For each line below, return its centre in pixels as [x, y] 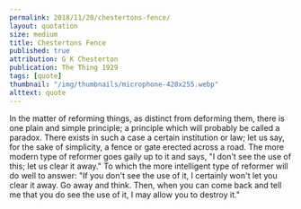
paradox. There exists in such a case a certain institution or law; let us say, [147, 137]
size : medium [34, 34]
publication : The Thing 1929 [64, 68]
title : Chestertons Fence [58, 43]
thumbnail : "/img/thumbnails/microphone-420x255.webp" [114, 84]
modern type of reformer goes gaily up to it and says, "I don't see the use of [150, 156]
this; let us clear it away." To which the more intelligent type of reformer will [149, 166]
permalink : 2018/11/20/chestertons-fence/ [90, 17]
